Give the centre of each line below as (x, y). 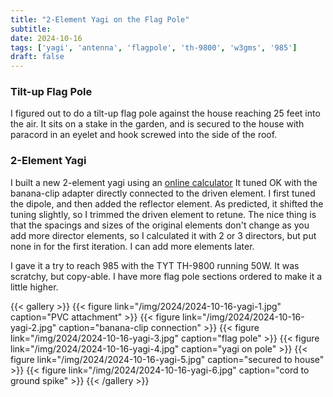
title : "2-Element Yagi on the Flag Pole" (100, 19)
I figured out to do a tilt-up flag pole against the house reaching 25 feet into (165, 113)
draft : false (37, 57)
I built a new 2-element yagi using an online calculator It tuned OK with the (164, 182)
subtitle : (31, 29)
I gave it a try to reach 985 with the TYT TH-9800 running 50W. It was (155, 265)
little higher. (34, 287)
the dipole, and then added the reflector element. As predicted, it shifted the (167, 203)
